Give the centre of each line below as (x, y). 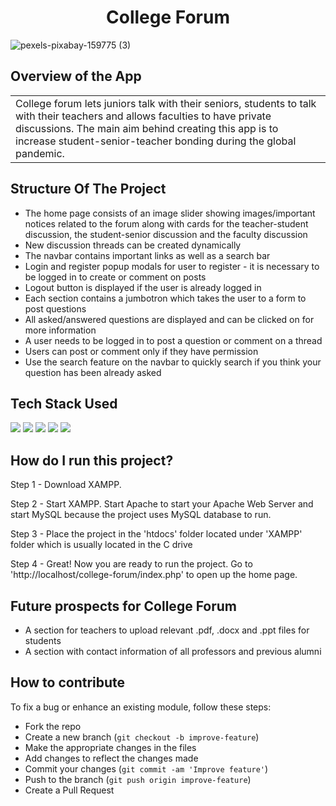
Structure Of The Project (88, 189)
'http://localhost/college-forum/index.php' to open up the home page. (154, 575)
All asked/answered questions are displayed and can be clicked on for (169, 319)
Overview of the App (76, 76)
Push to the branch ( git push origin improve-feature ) (138, 779)
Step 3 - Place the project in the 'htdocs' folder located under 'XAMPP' (156, 534)
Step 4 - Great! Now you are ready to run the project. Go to (131, 564)
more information (60, 330)
